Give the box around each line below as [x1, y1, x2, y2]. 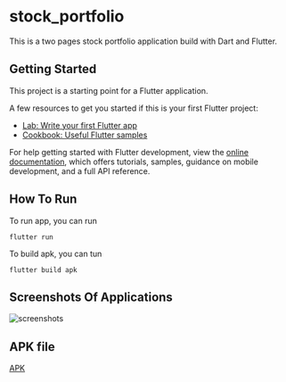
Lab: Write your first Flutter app [21, 120, 138, 130]
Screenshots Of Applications [9, 289, 174, 304]
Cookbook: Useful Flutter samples [21, 129, 148, 140]
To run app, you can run [9, 215, 98, 226]
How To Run [9, 192, 78, 207]
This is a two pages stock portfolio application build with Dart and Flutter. [9, 36, 278, 46]
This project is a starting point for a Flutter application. [9, 85, 208, 95]
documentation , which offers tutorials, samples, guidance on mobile [9, 156, 258, 167]
